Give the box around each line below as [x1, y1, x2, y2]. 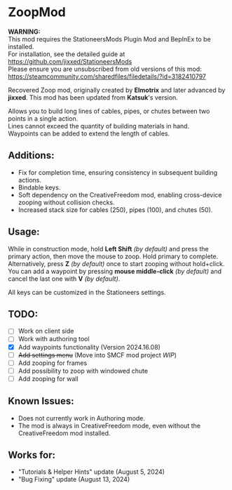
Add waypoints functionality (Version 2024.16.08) [18, 343, 161, 351]
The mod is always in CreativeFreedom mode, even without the [18, 421, 200, 430]
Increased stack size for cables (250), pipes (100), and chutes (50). [18, 205, 213, 214]
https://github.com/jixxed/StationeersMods [8, 57, 132, 65]
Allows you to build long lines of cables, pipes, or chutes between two [8, 107, 210, 115]
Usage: [8, 226, 41, 238]
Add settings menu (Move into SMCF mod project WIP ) [18, 350, 177, 359]
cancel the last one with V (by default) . [8, 274, 121, 283]
